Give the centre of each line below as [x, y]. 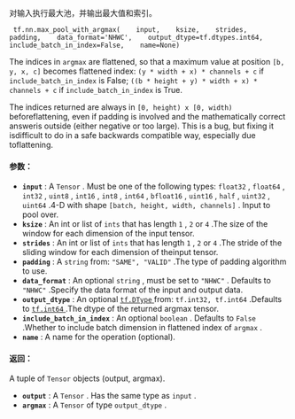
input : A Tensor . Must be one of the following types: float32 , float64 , [153, 186]
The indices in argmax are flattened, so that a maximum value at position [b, [147, 62]
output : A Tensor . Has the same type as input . [109, 396]
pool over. [40, 214]
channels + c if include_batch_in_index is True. [96, 90]
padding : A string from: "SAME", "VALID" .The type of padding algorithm [154, 262]
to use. [35, 271]
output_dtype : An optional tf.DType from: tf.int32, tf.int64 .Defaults [151, 299]
